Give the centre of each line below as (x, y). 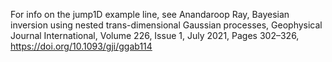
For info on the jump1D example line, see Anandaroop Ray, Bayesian (150, 14)
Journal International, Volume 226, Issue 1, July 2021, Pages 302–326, (155, 35)
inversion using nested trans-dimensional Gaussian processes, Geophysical (166, 25)
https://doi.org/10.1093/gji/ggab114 (81, 46)
